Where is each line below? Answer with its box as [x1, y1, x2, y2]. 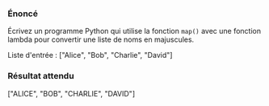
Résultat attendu [7, 71, 74, 82]
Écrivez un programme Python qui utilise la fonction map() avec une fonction [7, 26, 262, 36]
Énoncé [7, 8, 38, 19]
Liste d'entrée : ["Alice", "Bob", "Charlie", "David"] [7, 51, 173, 60]
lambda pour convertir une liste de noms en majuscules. [7, 35, 195, 44]
